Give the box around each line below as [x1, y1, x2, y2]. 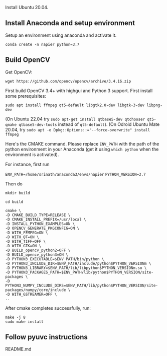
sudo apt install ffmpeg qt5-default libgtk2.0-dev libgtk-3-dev [5, 103, 144, 108]
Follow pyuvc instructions [5, 333, 88, 341]
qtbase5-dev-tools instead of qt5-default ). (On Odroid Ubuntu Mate [18, 121, 160, 127]
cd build [5, 199, 24, 204]
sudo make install [5, 319, 44, 324]
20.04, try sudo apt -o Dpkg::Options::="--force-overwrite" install [5, 126, 150, 132]
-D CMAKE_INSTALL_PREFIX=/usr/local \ [5, 217, 86, 222]
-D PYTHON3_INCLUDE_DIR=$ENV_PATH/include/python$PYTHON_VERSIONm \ [5, 261, 151, 266]
